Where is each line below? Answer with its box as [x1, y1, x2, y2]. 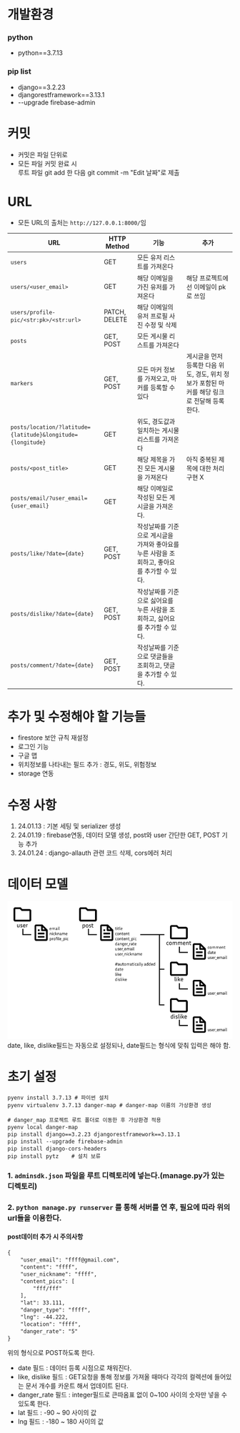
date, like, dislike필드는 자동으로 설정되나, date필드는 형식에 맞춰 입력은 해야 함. [7, 1041, 231, 1050]
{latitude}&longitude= [10, 432, 79, 439]
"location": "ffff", [20, 1321, 81, 1328]
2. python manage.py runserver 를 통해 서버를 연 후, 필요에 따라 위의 [7, 1202, 231, 1212]
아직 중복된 [186, 455, 217, 463]
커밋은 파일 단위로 [17, 150, 68, 159]
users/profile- [10, 309, 56, 316]
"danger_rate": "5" [20, 1328, 79, 1335]
